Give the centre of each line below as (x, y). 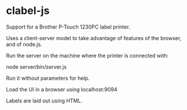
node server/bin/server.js (37, 67)
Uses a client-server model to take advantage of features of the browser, (94, 38)
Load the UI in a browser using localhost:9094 (62, 89)
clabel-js (28, 11)
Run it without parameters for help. (48, 78)
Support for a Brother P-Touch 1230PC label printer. (68, 27)
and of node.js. (24, 44)
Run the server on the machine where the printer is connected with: (87, 55)
